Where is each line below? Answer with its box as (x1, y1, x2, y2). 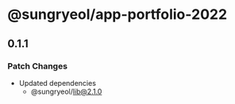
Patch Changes (7, 61, 68, 72)
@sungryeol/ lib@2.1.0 (30, 87, 102, 96)
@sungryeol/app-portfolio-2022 (7, 6, 228, 24)
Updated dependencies (18, 78, 97, 87)
